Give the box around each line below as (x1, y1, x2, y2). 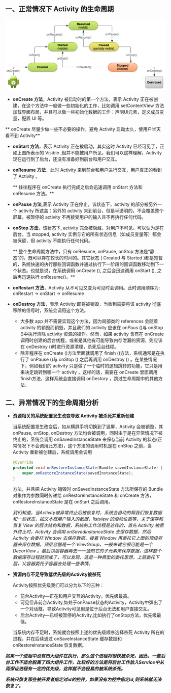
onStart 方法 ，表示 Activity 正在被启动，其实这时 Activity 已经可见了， (12, 143, 160, 149)
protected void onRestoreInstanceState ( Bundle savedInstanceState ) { (12, 465, 163, 470)
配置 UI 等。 (21, 115, 47, 121)
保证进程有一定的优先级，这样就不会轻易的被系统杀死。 (9, 665, 125, 672)
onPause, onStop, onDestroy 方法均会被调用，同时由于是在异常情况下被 (12, 430, 163, 436)
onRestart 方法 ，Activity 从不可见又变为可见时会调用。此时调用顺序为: (12, 285, 160, 291)
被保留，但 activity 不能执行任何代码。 (12, 237, 93, 244)
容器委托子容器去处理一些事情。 (26, 560, 93, 567)
